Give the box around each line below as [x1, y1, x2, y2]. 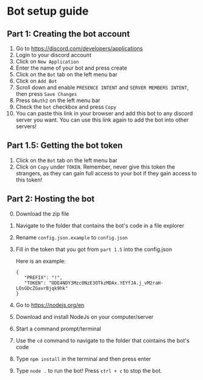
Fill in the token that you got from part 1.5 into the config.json [15, 246, 173, 253]
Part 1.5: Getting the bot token [7, 141, 123, 151]
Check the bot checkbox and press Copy [15, 103, 116, 111]
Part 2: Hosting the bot [7, 194, 95, 204]
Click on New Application [15, 58, 79, 65]
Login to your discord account [15, 51, 92, 59]
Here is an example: [15, 257, 66, 265]
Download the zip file [15, 210, 69, 217]
